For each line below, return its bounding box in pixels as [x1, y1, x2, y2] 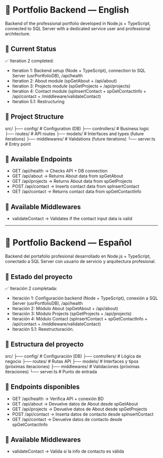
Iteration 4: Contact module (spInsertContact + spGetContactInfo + [12, 88, 147, 94]
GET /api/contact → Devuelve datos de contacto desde [12, 416, 123, 422]
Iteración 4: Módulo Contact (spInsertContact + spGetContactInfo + [12, 316, 148, 321]
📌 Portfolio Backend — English [5, 4, 130, 16]
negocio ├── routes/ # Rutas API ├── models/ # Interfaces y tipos [5, 358, 139, 364]
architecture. [5, 31, 31, 36]
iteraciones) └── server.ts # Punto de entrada [5, 369, 97, 374]
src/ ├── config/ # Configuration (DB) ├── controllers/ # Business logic [5, 125, 149, 131]
